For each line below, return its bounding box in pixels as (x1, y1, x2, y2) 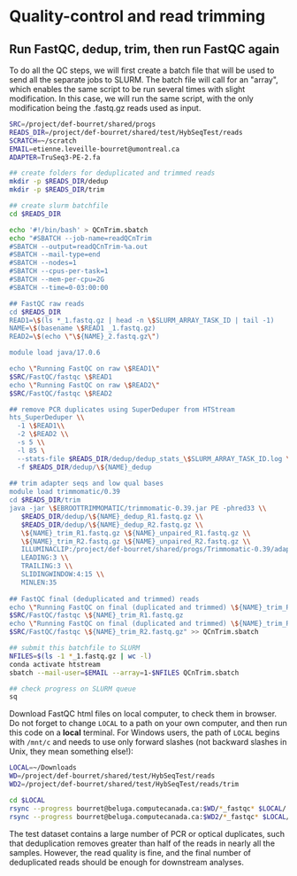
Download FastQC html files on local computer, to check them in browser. (9, 708, 277, 719)
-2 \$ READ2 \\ (17, 430, 69, 439)
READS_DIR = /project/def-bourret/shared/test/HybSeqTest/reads (9, 128, 243, 137)
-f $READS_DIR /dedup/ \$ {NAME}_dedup (17, 463, 152, 472)
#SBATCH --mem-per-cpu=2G (9, 275, 104, 284)
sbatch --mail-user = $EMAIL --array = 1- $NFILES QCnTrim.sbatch (9, 668, 240, 677)
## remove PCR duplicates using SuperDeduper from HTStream (9, 405, 236, 414)
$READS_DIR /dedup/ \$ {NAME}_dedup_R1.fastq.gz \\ (20, 512, 203, 520)
